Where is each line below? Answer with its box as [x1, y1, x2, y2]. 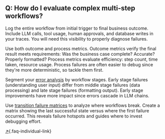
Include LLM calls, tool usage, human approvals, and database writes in [5, 30, 153, 37]
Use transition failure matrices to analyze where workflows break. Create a [5, 102, 160, 108]
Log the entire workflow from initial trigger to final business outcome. [5, 25, 148, 31]
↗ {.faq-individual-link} [5, 128, 52, 134]
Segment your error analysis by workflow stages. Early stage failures [5, 76, 148, 82]
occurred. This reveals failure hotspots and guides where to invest [5, 113, 142, 119]
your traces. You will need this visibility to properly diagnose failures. [5, 36, 148, 42]
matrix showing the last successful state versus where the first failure [5, 107, 149, 113]
